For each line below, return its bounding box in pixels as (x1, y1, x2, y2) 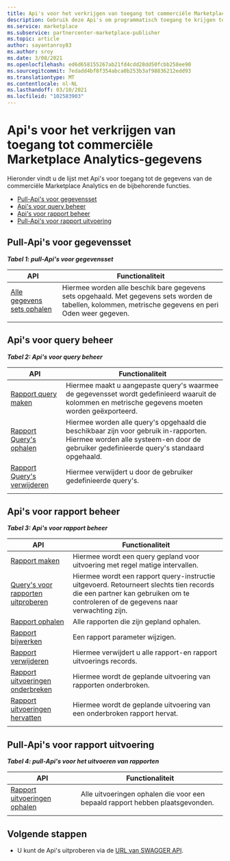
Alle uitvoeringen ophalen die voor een (81, 790, 205, 799)
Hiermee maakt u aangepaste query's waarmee (66, 380, 219, 390)
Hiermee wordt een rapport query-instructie (73, 571, 216, 581)
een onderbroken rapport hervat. (73, 709, 179, 718)
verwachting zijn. (73, 606, 128, 615)
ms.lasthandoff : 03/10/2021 (7, 86, 88, 93)
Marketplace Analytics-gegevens (7, 152, 203, 167)
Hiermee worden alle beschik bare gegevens (62, 283, 206, 292)
